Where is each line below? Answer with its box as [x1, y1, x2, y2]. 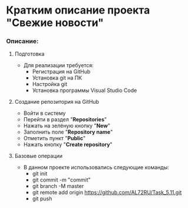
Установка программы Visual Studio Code [32, 87, 137, 94]
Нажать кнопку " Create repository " [23, 141, 113, 148]
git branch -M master [32, 183, 84, 190]
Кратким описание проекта [6, 4, 150, 17]
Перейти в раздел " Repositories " [23, 116, 107, 123]
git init [32, 170, 48, 177]
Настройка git [32, 81, 68, 88]
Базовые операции [14, 153, 63, 160]
